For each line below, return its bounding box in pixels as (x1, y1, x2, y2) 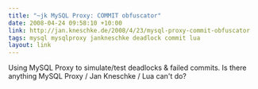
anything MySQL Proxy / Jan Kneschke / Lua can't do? (8, 72, 187, 81)
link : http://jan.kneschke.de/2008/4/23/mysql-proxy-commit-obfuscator (8, 26, 250, 34)
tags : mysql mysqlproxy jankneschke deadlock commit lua (8, 33, 201, 42)
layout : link (8, 41, 52, 49)
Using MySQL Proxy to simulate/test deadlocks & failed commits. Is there (8, 63, 247, 72)
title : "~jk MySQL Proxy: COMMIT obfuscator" (8, 11, 161, 20)
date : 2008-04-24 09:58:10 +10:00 (8, 19, 123, 27)
